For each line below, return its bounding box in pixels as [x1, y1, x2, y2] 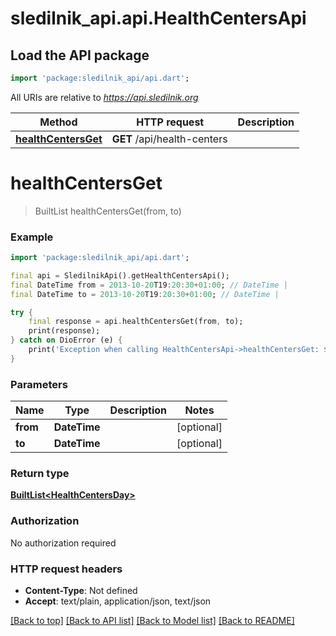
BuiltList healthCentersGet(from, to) [34, 205, 182, 217]
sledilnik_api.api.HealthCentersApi [10, 7, 307, 30]
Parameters [10, 377, 68, 391]
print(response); [28, 326, 101, 336]
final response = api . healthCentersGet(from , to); [28, 317, 244, 327]
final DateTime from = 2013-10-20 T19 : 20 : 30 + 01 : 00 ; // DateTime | [10, 280, 289, 290]
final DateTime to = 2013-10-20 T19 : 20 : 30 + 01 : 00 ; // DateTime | [10, 289, 280, 299]
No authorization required [10, 537, 117, 549]
